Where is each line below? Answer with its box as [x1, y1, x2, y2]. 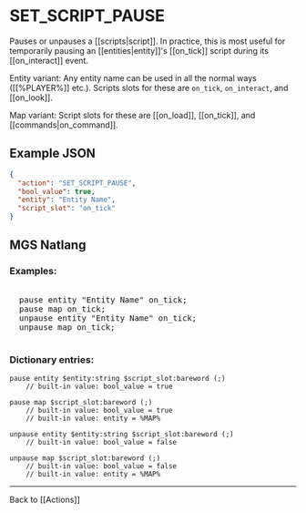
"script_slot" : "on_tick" [17, 204, 117, 213]
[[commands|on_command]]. [9, 119, 118, 130]
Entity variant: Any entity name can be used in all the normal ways [9, 72, 257, 83]
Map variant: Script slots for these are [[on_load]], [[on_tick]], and [9, 109, 256, 120]
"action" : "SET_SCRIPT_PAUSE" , [17, 179, 137, 188]
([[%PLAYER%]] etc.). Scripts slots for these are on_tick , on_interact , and [9, 82, 289, 93]
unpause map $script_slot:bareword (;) [9, 453, 161, 463]
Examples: [9, 265, 57, 278]
